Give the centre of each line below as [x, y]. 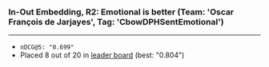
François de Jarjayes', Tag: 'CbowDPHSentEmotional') [116, 22]
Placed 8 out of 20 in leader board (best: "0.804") [102, 55]
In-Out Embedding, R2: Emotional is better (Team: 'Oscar [121, 12]
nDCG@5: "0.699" [47, 47]
